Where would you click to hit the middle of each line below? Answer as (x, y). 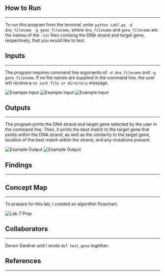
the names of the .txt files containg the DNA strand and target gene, (75, 35)
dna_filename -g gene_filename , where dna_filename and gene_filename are (82, 30)
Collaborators (27, 229)
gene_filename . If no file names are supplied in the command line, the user (80, 77)
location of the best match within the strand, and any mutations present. (78, 140)
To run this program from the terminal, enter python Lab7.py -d (69, 25)
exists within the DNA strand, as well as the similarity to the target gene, (78, 135)
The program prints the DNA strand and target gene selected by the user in (81, 124)
